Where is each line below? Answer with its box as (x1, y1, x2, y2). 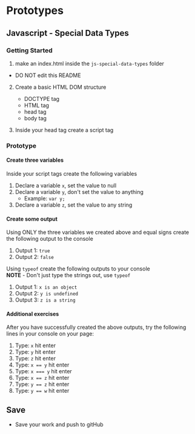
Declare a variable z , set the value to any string (15, 201, 133, 208)
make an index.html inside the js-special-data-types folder (15, 60, 165, 67)
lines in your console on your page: (6, 330, 94, 337)
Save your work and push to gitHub (15, 421, 104, 429)
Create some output (6, 215, 58, 222)
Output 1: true (15, 247, 50, 254)
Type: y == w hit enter (15, 387, 70, 394)
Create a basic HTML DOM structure (15, 83, 107, 91)
